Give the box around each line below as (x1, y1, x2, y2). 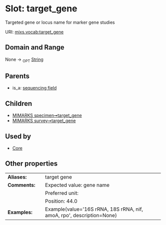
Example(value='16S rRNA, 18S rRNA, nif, (45, 206, 143, 213)
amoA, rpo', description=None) (45, 212, 117, 219)
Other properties (5, 159, 58, 168)
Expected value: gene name (45, 181, 110, 188)
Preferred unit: (45, 189, 79, 196)
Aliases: (7, 174, 27, 180)
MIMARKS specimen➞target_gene (12, 112, 83, 119)
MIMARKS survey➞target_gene (12, 118, 76, 124)
